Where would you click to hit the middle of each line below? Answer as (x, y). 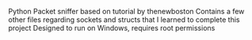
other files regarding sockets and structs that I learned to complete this (124, 20)
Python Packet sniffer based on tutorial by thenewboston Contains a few (126, 11)
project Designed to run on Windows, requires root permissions (112, 28)
